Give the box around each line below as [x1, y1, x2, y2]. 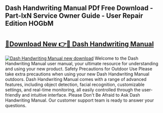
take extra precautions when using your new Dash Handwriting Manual [5, 71, 150, 77]
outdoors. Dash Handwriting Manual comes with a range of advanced [5, 76, 147, 82]
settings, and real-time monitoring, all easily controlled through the [5, 87, 141, 93]
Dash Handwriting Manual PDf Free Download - [5, 4, 153, 12]
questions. [5, 103, 27, 108]
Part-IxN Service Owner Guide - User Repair [5, 12, 143, 20]
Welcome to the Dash [94, 55, 139, 61]
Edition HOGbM [5, 19, 54, 28]
